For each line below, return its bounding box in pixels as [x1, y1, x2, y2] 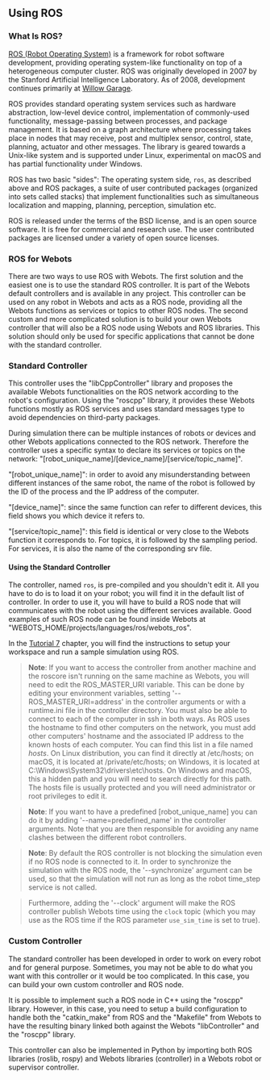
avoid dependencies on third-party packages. [8, 413, 161, 423]
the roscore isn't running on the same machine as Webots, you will [27, 671, 250, 681]
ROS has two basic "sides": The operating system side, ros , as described [8, 174, 251, 184]
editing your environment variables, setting [27, 689, 171, 698]
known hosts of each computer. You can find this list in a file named [27, 740, 254, 749]
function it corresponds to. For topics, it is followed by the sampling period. [8, 536, 258, 545]
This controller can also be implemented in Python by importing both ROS [8, 1045, 252, 1055]
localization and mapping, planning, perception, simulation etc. [8, 200, 217, 210]
